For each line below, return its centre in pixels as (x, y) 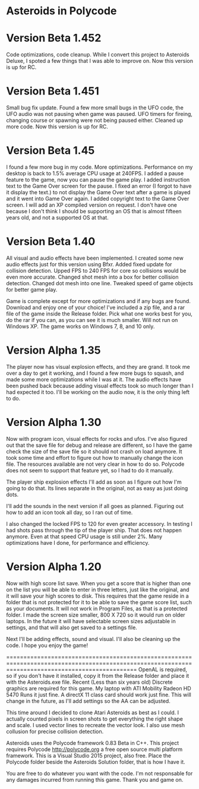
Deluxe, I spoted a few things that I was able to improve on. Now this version (100, 61)
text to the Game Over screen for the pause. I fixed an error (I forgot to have (99, 186)
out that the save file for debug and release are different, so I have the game (99, 445)
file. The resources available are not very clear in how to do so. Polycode (95, 464)
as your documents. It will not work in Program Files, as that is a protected (97, 608)
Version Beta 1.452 (54, 38)
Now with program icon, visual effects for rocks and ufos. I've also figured (97, 438)
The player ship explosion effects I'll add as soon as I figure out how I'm (94, 482)
